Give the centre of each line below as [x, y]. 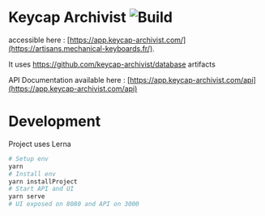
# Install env [32, 174]
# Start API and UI [41, 189]
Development [55, 121]
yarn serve [27, 197]
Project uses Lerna [40, 144]
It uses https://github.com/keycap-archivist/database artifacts [112, 64]
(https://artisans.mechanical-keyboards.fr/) [81, 48]
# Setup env [28, 158]
